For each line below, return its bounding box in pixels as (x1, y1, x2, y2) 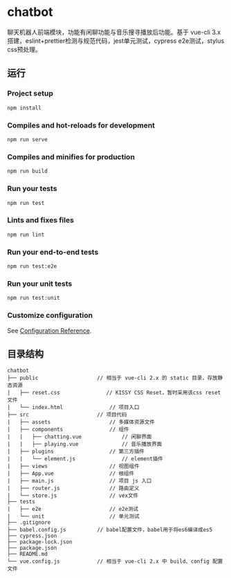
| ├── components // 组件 (7, 426, 129, 433)
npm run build (7, 168, 48, 175)
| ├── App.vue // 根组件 (7, 470, 135, 477)
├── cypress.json (7, 532, 57, 539)
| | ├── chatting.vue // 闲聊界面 (7, 433, 152, 440)
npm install (7, 105, 41, 111)
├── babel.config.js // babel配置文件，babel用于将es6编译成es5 (7, 526, 213, 533)
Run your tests (7, 184, 57, 194)
